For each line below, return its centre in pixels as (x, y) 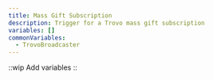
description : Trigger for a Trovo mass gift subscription (106, 23)
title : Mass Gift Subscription (60, 15)
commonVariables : (37, 38)
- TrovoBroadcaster (48, 45)
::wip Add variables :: (43, 67)
